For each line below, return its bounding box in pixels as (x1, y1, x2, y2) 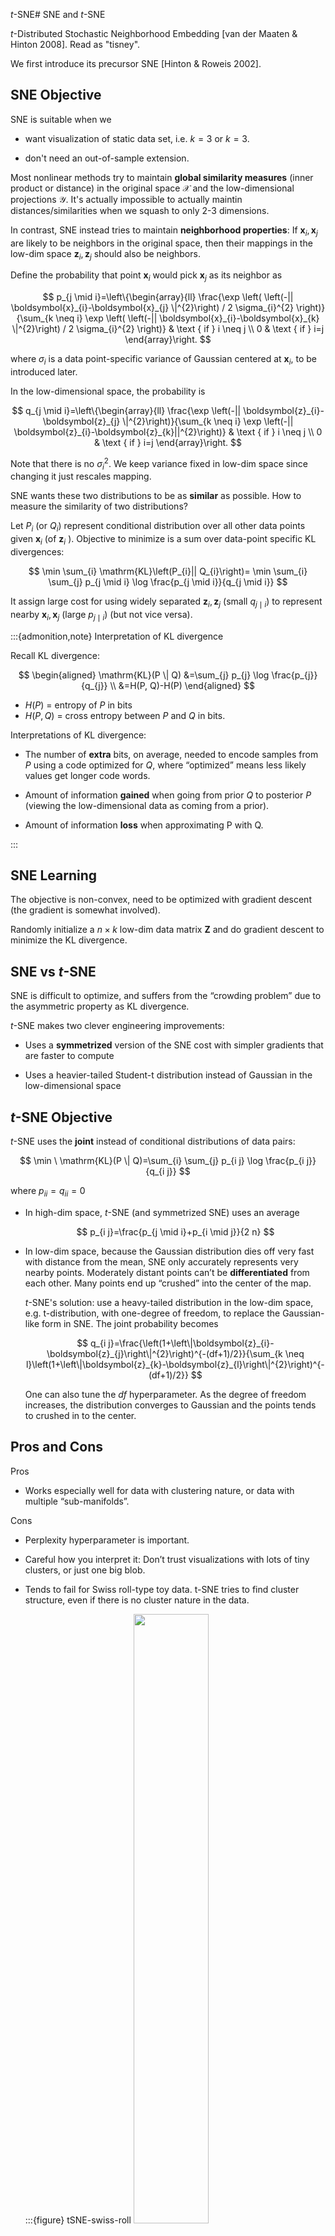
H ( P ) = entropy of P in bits (24, 699, 133, 711)
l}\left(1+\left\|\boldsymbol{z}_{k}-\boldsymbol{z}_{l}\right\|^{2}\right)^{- (25, 1358, 325, 1370)
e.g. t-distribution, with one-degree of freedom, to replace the (24, 1307, 281, 1319)
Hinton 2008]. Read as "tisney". (10, 39, 141, 50)
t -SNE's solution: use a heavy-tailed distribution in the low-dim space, (24, 1296, 314, 1308)
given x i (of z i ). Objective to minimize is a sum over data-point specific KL (10, 533, 317, 548)
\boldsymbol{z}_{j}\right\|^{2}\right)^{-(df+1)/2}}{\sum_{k (46, 1347, 283, 1359)
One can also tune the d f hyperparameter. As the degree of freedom (24, 1388, 307, 1400)
